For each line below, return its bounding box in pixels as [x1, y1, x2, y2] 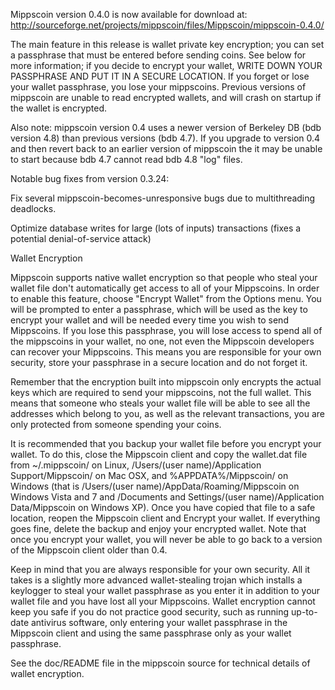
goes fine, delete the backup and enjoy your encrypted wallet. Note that [10, 523, 307, 534]
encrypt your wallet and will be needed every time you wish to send [10, 314, 289, 326]
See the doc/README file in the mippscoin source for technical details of [10, 657, 311, 669]
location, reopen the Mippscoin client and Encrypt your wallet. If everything [10, 512, 321, 524]
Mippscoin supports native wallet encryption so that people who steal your [10, 272, 318, 283]
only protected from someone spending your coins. [10, 419, 222, 430]
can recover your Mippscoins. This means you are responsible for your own [10, 346, 322, 358]
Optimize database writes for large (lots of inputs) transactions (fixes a [10, 222, 302, 234]
